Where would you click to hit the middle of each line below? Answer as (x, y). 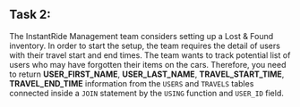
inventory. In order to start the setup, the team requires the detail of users (145, 45)
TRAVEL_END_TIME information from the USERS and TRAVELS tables (132, 83)
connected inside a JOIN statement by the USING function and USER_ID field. (146, 93)
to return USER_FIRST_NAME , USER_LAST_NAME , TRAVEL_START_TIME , (147, 74)
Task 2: (30, 15)
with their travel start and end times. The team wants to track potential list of (150, 55)
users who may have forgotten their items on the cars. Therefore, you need (148, 64)
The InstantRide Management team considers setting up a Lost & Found (141, 36)
